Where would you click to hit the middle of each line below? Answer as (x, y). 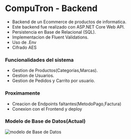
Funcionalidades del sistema (40, 60)
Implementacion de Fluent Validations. (50, 37)
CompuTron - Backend (51, 8)
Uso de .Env (24, 42)
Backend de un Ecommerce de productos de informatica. (69, 22)
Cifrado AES (24, 47)
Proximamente (23, 93)
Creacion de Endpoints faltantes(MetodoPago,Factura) (67, 104)
